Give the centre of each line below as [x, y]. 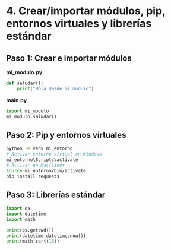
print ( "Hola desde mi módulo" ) [56, 88]
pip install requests [33, 176]
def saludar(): [25, 83]
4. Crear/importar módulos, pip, [86, 11]
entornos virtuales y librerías [79, 23]
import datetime [26, 214]
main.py [17, 100]
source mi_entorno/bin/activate [46, 170]
